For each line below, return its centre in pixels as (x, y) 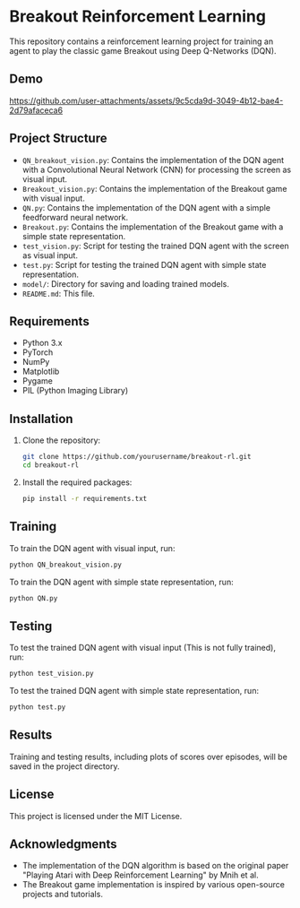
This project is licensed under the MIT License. (96, 816)
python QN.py (34, 598)
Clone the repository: (61, 440)
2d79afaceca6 (36, 110)
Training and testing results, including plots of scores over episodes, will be (149, 757)
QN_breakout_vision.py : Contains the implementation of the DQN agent (153, 160)
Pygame (38, 381)
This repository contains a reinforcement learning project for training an (141, 41)
